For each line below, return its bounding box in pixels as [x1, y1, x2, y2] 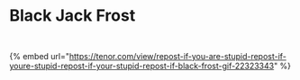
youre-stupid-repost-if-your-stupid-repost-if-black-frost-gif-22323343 [9, 60, 275, 71]
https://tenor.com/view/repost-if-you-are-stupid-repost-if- [68, 50, 286, 61]
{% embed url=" [9, 50, 70, 61]
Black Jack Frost [9, 5, 136, 26]
